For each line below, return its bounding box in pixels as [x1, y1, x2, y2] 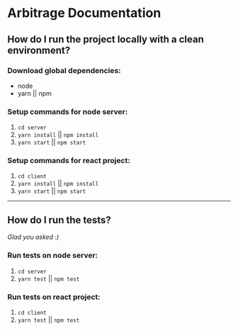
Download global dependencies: [7, 65, 122, 75]
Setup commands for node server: [7, 106, 128, 116]
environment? [7, 44, 71, 56]
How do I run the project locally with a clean [7, 33, 204, 45]
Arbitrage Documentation [7, 5, 161, 21]
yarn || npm [17, 89, 52, 97]
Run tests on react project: [7, 292, 101, 302]
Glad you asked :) [7, 232, 59, 242]
